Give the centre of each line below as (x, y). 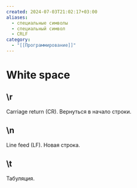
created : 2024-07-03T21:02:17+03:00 (52, 12)
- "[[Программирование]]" (44, 46)
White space (38, 75)
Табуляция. (20, 178)
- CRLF (20, 34)
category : (19, 40)
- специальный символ (39, 29)
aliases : (17, 17)
